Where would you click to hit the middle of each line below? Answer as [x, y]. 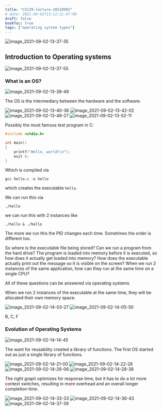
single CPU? [17, 274]
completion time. [22, 389]
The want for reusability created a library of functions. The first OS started [79, 349]
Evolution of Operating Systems [43, 329]
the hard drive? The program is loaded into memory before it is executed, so [81, 253]
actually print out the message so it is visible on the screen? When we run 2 [81, 264]
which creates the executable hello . [41, 188]
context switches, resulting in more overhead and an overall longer [72, 384]
